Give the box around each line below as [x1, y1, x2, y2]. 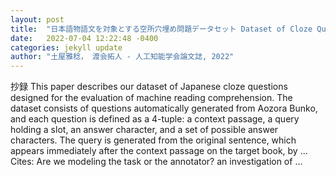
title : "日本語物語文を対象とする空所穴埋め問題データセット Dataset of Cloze [10, 24, 313, 34]
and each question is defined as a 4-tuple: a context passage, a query [10, 113, 300, 125]
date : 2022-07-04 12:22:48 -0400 [10, 33, 159, 43]
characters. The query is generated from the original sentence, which [10, 134, 297, 146]
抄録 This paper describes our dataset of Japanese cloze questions [10, 81, 288, 93]
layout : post [10, 14, 65, 25]
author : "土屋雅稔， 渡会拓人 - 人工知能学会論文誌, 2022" [10, 52, 235, 62]
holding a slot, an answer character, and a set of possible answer [10, 124, 279, 136]
